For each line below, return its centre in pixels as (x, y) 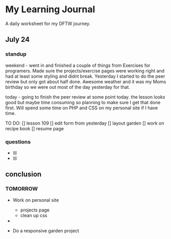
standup (16, 54)
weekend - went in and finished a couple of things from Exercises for (78, 65)
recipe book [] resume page (34, 128)
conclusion (23, 174)
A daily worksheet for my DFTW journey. (48, 23)
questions (18, 141)
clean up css (34, 215)
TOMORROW (22, 189)
